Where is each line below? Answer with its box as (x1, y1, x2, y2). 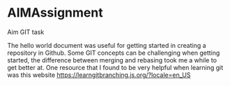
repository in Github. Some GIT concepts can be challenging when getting (7, 49, 220, 57)
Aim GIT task (7, 28, 45, 36)
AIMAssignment (7, 5, 103, 21)
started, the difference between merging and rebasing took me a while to (7, 55, 217, 64)
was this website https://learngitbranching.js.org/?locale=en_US (7, 71, 191, 79)
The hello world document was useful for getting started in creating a (7, 41, 207, 49)
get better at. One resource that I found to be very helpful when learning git (7, 63, 224, 71)
